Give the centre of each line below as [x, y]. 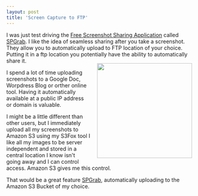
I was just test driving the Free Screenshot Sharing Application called [93, 35]
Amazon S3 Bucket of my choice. [48, 186]
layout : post [23, 12]
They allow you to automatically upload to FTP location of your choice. [94, 48]
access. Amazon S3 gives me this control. [59, 168]
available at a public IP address [45, 98]
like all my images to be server [44, 142]
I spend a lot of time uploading [45, 72]
